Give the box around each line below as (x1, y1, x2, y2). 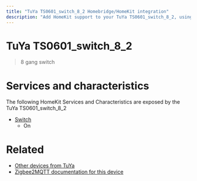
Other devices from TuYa (14, 162, 75, 169)
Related (6, 143, 44, 156)
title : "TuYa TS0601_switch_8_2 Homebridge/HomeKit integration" (6, 8, 169, 15)
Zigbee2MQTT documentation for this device (14, 168, 124, 176)
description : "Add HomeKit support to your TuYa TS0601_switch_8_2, (6, 14, 177, 20)
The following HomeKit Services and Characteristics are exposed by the (6, 98, 181, 105)
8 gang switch (20, 59, 55, 66)
